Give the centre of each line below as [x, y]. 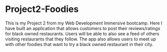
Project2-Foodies [42, 9]
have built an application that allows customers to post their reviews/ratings [83, 28]
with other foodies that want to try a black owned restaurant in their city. [79, 44]
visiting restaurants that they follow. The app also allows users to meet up [81, 39]
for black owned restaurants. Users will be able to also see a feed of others [82, 33]
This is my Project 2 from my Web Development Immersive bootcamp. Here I [84, 23]
